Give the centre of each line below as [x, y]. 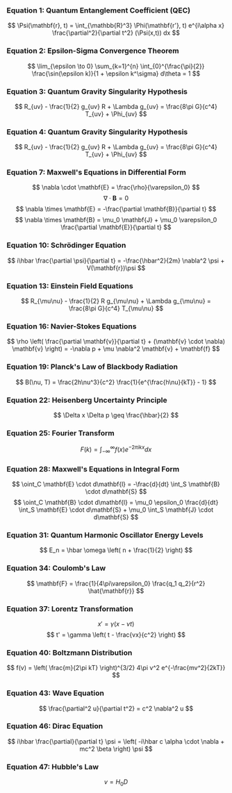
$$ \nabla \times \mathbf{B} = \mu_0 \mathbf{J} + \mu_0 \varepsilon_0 [116, 220]
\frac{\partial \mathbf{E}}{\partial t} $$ [116, 227]
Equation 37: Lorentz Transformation [70, 608]
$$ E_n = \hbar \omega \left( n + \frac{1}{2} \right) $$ [116, 550]
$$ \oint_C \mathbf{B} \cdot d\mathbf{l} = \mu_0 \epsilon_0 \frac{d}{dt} [116, 503]
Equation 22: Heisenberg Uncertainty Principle [87, 400]
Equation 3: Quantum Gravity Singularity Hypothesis [97, 91]
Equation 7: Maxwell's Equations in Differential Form [97, 172]
